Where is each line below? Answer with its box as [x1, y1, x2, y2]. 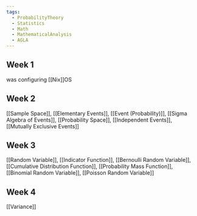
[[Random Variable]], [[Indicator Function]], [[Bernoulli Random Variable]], [6, 156, 192, 164]
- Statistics [12, 20, 45, 26]
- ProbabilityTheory [12, 15, 64, 21]
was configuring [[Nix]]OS [6, 75, 72, 83]
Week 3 [6, 141, 36, 151]
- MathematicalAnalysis [12, 32, 72, 38]
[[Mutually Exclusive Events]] [6, 122, 79, 130]
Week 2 [6, 94, 36, 104]
